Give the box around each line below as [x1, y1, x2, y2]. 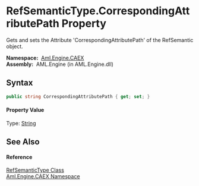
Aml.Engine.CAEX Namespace [6, 173, 80, 180]
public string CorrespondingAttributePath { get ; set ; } [6, 93, 150, 99]
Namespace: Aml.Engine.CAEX [6, 54, 84, 61]
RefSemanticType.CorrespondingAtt [6, 4, 190, 18]
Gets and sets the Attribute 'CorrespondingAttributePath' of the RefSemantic [6, 36, 194, 43]
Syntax [6, 78, 33, 88]
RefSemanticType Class [6, 166, 64, 174]
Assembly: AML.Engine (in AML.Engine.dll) [6, 61, 114, 68]
